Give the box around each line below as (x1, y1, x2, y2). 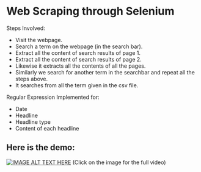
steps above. (15, 75, 48, 82)
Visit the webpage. (15, 36, 63, 43)
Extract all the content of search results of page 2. (15, 56, 142, 63)
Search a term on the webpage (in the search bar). (15, 43, 143, 50)
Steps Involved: (6, 24, 46, 32)
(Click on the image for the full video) (72, 159, 166, 166)
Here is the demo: (6, 142, 75, 153)
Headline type (15, 118, 51, 126)
